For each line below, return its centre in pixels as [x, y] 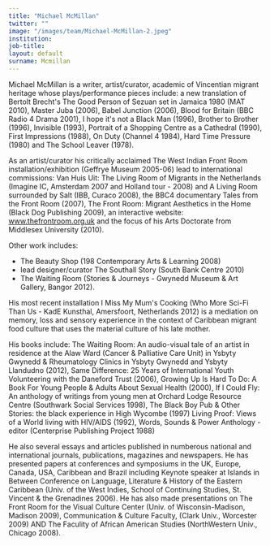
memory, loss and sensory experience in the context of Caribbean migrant [133, 320]
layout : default [36, 54]
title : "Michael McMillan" [54, 16]
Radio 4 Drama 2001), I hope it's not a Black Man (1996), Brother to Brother [134, 119]
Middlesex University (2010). [56, 229]
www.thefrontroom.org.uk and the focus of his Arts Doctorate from [120, 221]
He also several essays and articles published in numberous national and [130, 446]
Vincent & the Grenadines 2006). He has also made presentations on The [131, 498]
